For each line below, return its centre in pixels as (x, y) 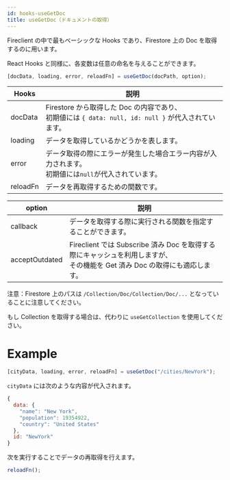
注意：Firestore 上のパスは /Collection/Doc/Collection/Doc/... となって (110, 294)
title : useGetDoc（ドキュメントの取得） (60, 20)
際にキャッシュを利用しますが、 (121, 255)
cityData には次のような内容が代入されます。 (71, 386)
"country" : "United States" (59, 424)
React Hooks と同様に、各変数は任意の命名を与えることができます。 (103, 63)
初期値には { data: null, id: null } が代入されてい (130, 118)
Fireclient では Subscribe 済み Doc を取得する (142, 245)
